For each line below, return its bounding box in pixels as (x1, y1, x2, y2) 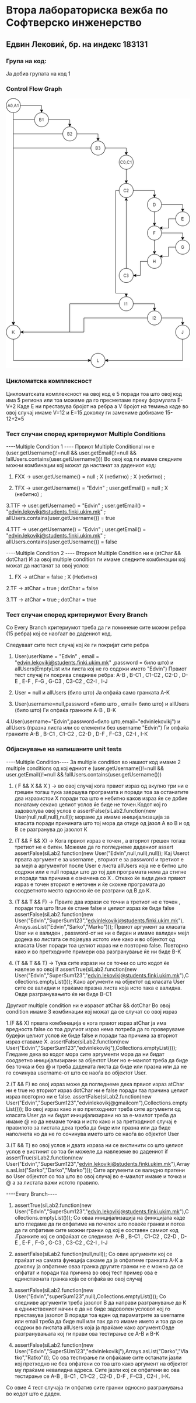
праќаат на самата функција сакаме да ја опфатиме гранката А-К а (14, 1257, 183, 1264)
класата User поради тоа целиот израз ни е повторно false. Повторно (14, 942, 188, 949)
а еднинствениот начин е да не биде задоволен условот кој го (14, 1305, 171, 1312)
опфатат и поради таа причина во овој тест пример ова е (14, 1269, 157, 1276)
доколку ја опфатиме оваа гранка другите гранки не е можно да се (14, 1262, 184, 1269)
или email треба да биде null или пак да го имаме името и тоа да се (14, 1318, 184, 1325)
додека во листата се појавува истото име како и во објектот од (14, 935, 176, 943)
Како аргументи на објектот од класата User (73, 978, 185, 985)
